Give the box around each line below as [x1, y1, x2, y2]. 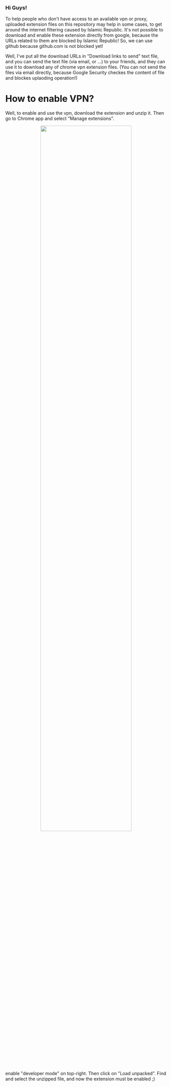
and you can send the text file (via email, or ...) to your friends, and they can [5, 59, 165, 65]
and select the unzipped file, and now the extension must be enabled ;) [5, 1076, 155, 1082]
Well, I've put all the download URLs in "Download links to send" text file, [5, 53, 159, 59]
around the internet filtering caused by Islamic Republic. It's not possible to [5, 27, 164, 33]
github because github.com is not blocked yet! [5, 43, 103, 49]
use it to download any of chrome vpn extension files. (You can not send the [5, 64, 166, 70]
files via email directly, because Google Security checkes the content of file [5, 69, 165, 76]
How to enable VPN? [5, 93, 94, 104]
